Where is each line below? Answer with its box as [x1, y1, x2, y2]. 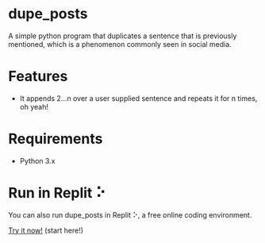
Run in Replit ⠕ [8, 184, 106, 202]
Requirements [8, 130, 103, 148]
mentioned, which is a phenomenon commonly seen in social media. [8, 39, 232, 48]
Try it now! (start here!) [8, 226, 84, 235]
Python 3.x [19, 156, 56, 165]
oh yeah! [19, 102, 49, 111]
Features [8, 67, 68, 86]
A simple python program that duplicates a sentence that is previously [8, 31, 237, 40]
